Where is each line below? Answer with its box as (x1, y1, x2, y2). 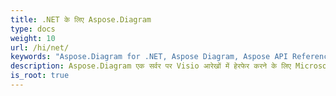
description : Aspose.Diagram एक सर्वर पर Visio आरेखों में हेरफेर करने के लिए (10, 61, 292, 71)
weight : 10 (10, 33, 56, 43)
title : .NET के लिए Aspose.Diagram (10, 14, 152, 25)
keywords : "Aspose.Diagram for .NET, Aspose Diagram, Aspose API (10, 52, 288, 62)
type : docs (10, 24, 56, 34)
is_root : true (10, 71, 70, 81)
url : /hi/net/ (10, 42, 70, 53)
